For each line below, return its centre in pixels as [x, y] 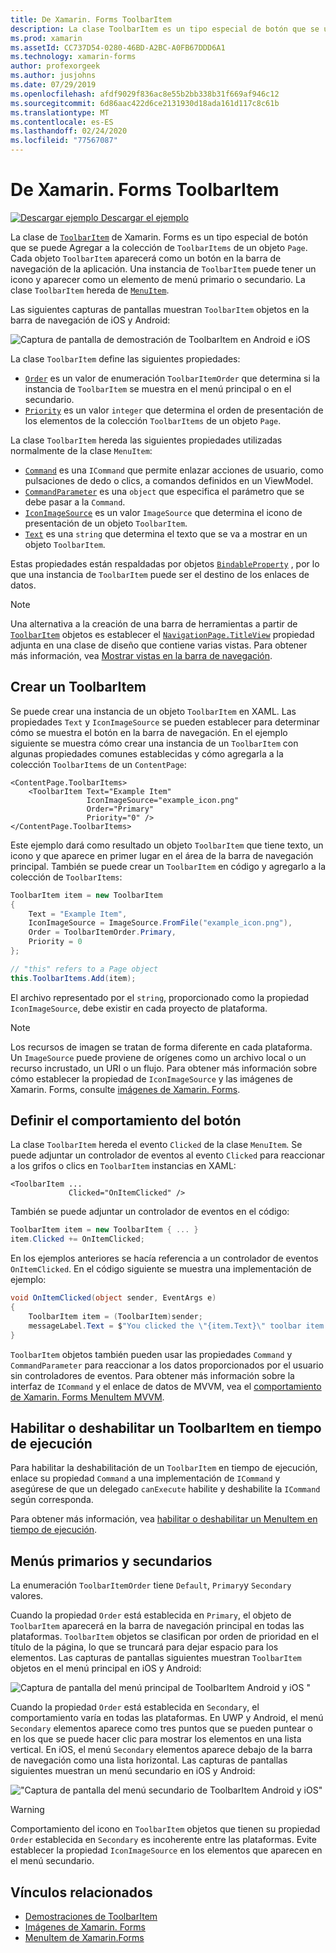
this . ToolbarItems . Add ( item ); [73, 978]
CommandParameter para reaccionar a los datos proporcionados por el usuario [167, 1365]
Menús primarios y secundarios [111, 1561]
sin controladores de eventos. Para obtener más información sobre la [152, 1375]
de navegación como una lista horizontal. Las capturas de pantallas [149, 1760]
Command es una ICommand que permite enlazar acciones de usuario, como [174, 470]
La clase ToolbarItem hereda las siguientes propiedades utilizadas [146, 440]
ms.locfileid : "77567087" [64, 141]
